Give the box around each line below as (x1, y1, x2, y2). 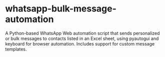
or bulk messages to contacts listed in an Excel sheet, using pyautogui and (5, 35, 159, 41)
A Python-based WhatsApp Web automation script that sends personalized (5, 30, 160, 36)
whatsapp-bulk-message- (5, 3, 116, 14)
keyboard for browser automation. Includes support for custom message (5, 40, 155, 46)
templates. (5, 46, 27, 52)
